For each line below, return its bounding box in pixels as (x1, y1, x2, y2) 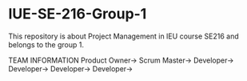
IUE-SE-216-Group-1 (8, 5, 147, 23)
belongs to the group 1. (8, 39, 84, 49)
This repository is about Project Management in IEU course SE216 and (8, 31, 240, 41)
